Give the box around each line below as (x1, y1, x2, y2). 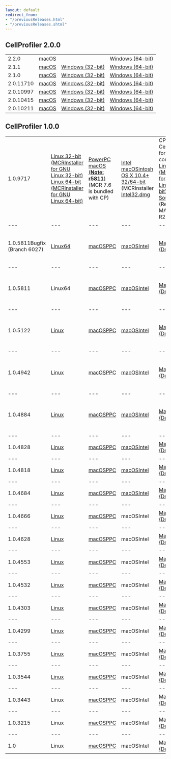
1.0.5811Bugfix (8, 239, 46, 247)
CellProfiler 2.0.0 (5, 40, 61, 49)
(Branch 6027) (8, 246, 44, 253)
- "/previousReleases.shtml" (5, 21, 67, 27)
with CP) (88, 194, 109, 201)
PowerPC (88, 156, 111, 163)
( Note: (88, 168, 104, 176)
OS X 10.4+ (121, 172, 149, 179)
